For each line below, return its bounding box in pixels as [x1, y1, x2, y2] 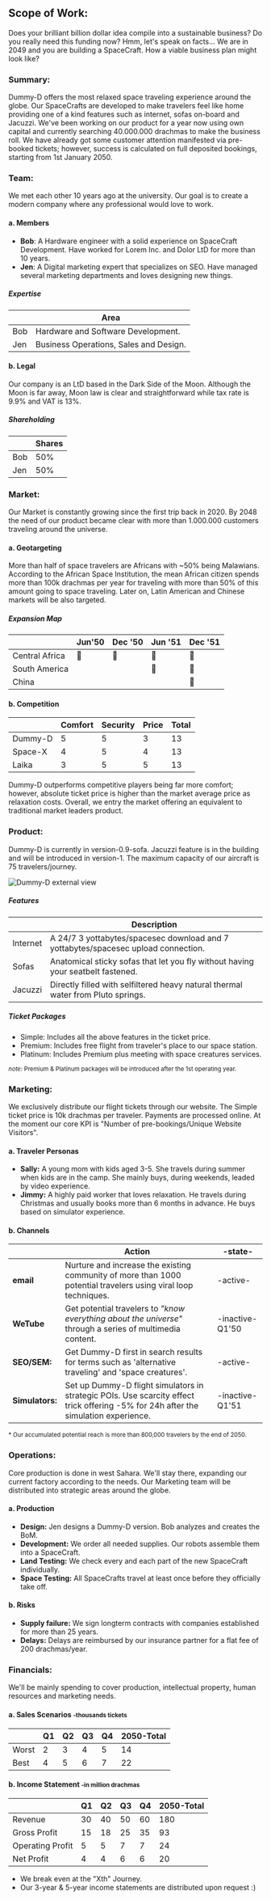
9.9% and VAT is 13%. [8, 396, 82, 406]
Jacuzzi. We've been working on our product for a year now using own [8, 118, 244, 128]
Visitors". [8, 1127, 39, 1137]
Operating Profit [12, 1839, 73, 1851]
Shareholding [8, 415, 55, 424]
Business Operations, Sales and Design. [35, 339, 187, 350]
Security [101, 720, 135, 731]
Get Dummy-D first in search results [65, 1346, 203, 1357]
